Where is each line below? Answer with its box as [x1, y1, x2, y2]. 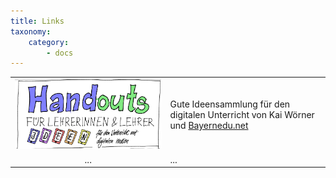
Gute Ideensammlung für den [169, 98, 291, 110]
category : [28, 37, 70, 47]
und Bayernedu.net [169, 120, 249, 132]
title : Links [10, 16, 65, 26]
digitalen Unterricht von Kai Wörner [169, 109, 315, 121]
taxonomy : [10, 26, 52, 37]
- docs [46, 48, 74, 58]
